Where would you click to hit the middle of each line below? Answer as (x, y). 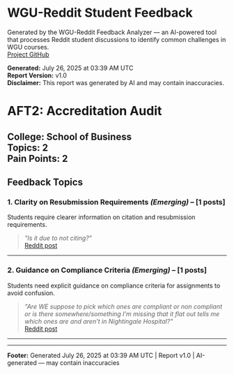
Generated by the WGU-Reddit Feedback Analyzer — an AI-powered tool (112, 32)
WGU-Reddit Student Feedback (100, 13)
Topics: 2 (28, 148)
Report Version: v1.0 (37, 75)
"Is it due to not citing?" (58, 238)
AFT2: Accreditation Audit (85, 111)
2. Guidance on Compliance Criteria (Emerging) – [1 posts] (107, 270)
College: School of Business (70, 136)
